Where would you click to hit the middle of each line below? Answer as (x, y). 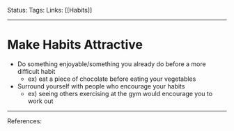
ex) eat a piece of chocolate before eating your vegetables (112, 79)
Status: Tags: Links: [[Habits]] (50, 10)
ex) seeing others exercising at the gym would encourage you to (120, 93)
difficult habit (36, 71)
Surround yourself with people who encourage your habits (101, 86)
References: (24, 121)
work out (40, 101)
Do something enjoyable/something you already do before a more (112, 64)
